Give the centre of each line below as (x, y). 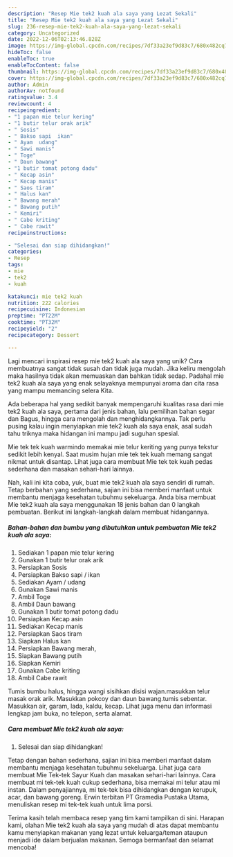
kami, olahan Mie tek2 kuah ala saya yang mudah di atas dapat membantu (113, 825)
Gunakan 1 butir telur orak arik (61, 560)
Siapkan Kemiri (39, 663)
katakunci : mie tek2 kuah (45, 296)
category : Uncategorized (44, 33)
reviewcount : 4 (30, 104)
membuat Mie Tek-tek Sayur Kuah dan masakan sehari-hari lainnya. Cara (112, 774)
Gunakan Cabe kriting (49, 670)
